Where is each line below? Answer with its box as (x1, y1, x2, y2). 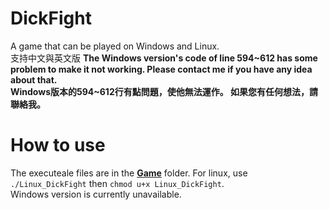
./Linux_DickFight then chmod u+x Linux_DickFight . (10, 177, 225, 189)
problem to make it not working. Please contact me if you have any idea (10, 63, 313, 75)
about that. (10, 73, 58, 86)
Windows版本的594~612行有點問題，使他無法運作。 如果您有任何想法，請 (10, 85, 319, 97)
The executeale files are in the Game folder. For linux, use (10, 167, 248, 179)
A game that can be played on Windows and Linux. (10, 40, 220, 52)
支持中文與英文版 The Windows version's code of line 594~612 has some (10, 52, 318, 64)
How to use (10, 134, 106, 157)
